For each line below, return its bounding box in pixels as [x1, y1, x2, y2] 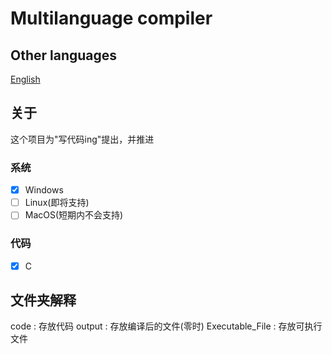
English [10, 73, 41, 85]
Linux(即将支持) [24, 197, 90, 209]
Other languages [10, 47, 118, 64]
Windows [24, 184, 64, 196]
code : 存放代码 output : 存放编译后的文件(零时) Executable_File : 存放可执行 [10, 320, 323, 332]
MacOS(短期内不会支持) [24, 209, 124, 221]
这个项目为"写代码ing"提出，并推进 [10, 133, 155, 145]
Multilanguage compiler [10, 7, 213, 30]
